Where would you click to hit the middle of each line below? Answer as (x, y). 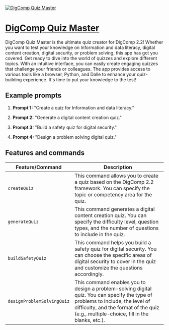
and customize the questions (109, 267)
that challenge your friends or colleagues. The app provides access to (78, 69)
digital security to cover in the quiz (115, 261)
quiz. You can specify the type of (113, 295)
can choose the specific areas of (113, 255)
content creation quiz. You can (111, 215)
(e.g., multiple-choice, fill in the (112, 314)
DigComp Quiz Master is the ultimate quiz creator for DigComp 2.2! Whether (84, 42)
